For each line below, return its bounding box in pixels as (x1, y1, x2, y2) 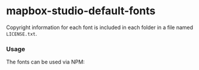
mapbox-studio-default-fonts (6, 4, 156, 18)
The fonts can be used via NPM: (6, 58, 85, 66)
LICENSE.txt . (6, 30, 37, 37)
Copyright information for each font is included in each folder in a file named (6, 24, 194, 31)
